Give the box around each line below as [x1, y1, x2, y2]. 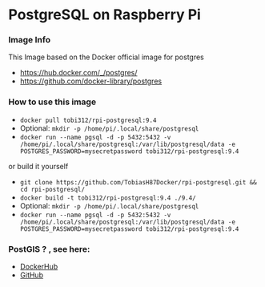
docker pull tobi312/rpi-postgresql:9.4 [19, 116, 157, 124]
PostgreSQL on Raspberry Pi [8, 6, 202, 24]
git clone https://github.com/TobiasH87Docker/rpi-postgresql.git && [19, 178, 258, 186]
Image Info [8, 34, 50, 46]
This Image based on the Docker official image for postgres [8, 52, 204, 62]
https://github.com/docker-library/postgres [19, 76, 163, 86]
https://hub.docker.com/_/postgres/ [19, 68, 138, 78]
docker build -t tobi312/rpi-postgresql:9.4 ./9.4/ [19, 194, 196, 202]
